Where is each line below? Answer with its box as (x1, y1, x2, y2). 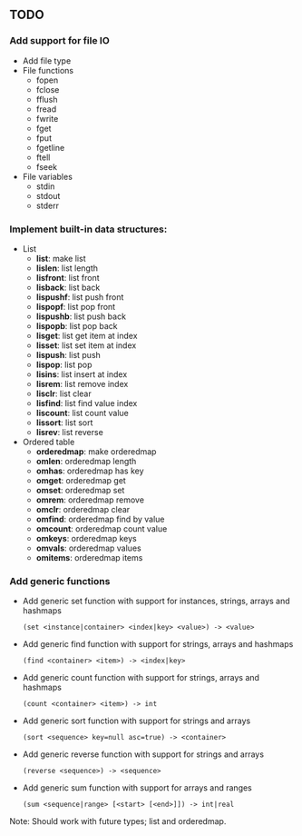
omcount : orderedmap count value (35, 522, 168, 534)
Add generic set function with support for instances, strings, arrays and (22, 595, 290, 607)
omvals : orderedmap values (35, 542, 142, 553)
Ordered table (22, 436, 75, 447)
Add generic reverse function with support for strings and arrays (22, 749, 265, 760)
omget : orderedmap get (35, 474, 127, 485)
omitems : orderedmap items (35, 552, 143, 562)
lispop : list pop (35, 359, 93, 370)
